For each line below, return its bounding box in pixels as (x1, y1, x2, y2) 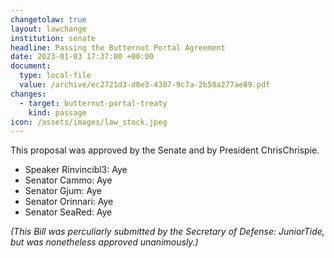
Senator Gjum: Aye (24, 185, 102, 197)
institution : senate (10, 33, 97, 43)
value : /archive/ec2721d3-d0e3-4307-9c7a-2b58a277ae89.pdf (19, 80, 271, 90)
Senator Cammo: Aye (24, 174, 113, 186)
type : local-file (19, 71, 92, 81)
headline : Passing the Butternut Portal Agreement (10, 42, 226, 53)
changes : (10, 89, 47, 99)
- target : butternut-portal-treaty (19, 98, 168, 108)
